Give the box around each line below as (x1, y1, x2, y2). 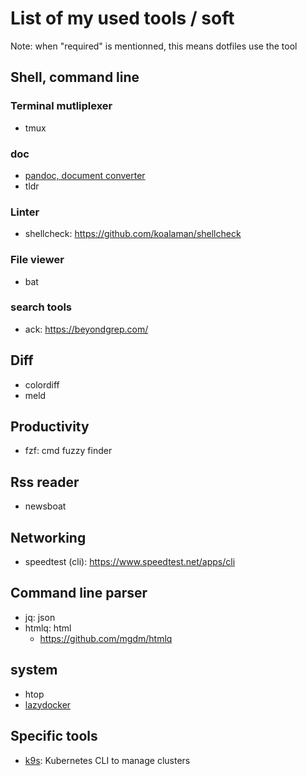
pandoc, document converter (24, 169, 146, 181)
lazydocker (24, 698, 72, 711)
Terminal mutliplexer (10, 99, 113, 113)
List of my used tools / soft (10, 7, 235, 30)
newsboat (24, 500, 67, 512)
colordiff (24, 378, 60, 391)
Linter (10, 205, 40, 219)
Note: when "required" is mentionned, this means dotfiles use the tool (10, 40, 298, 52)
